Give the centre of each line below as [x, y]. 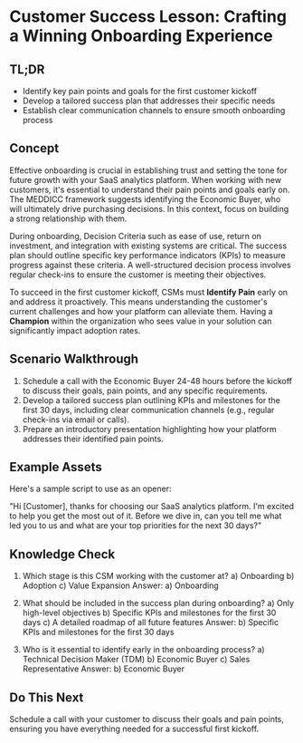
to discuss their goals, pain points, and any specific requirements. [145, 391]
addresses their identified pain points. [93, 439]
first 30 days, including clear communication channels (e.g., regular [148, 410]
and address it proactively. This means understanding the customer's [139, 302]
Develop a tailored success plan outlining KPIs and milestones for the [151, 400]
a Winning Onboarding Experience [141, 36]
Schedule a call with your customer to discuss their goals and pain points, [147, 719]
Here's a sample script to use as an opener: [90, 489]
